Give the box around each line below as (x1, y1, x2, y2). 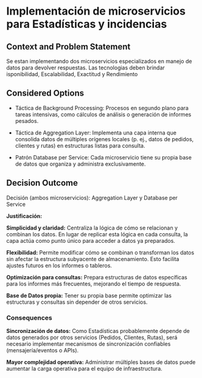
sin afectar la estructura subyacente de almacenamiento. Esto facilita (6, 255, 179, 262)
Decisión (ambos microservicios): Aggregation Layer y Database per (6, 194, 178, 201)
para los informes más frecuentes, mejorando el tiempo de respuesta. (6, 280, 181, 287)
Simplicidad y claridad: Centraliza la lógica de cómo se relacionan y (6, 224, 178, 231)
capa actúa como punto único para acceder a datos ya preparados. (6, 237, 175, 244)
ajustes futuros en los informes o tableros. (6, 262, 113, 269)
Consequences (6, 313, 53, 322)
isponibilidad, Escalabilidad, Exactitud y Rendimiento (6, 71, 138, 77)
